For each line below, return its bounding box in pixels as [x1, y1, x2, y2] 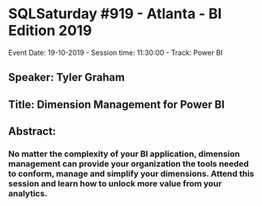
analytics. [8, 188, 48, 199]
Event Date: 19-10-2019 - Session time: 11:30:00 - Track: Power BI [8, 48, 223, 57]
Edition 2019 [8, 21, 93, 40]
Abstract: [8, 124, 56, 139]
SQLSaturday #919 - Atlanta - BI [8, 5, 222, 23]
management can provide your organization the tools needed [8, 158, 249, 170]
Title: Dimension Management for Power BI [8, 97, 225, 111]
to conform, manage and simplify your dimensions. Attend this [8, 168, 255, 179]
